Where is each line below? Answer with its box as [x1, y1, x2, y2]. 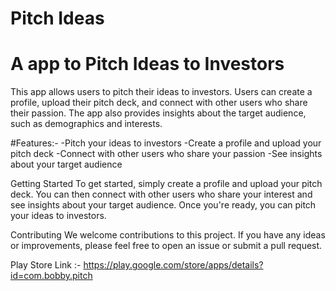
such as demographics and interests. [10, 118, 163, 130]
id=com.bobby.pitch [10, 270, 93, 282]
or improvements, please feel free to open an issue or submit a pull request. [10, 240, 323, 252]
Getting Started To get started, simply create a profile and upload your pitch [10, 178, 323, 190]
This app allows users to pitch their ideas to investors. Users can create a [10, 86, 313, 98]
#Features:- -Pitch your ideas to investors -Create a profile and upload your [10, 137, 322, 149]
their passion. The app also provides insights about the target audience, [10, 107, 307, 119]
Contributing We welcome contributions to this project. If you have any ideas [10, 229, 326, 241]
